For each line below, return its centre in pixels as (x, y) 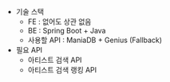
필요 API (29, 50)
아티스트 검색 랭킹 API (62, 70)
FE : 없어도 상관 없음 (59, 21)
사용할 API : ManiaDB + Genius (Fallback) (95, 40)
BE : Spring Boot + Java (67, 31)
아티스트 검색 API (55, 60)
